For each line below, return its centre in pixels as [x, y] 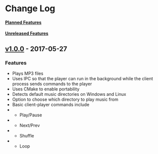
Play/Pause [31, 115]
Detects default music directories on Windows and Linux [69, 94]
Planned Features [23, 22]
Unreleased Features [27, 33]
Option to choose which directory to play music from [65, 99]
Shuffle [27, 136]
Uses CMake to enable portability [46, 89]
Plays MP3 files [28, 73]
